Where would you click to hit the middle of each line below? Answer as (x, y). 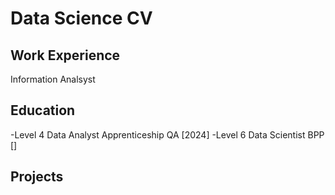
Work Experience (65, 55)
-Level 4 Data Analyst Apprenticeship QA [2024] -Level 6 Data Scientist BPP (167, 134)
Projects (37, 177)
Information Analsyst (53, 79)
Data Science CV (81, 18)
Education (43, 110)
